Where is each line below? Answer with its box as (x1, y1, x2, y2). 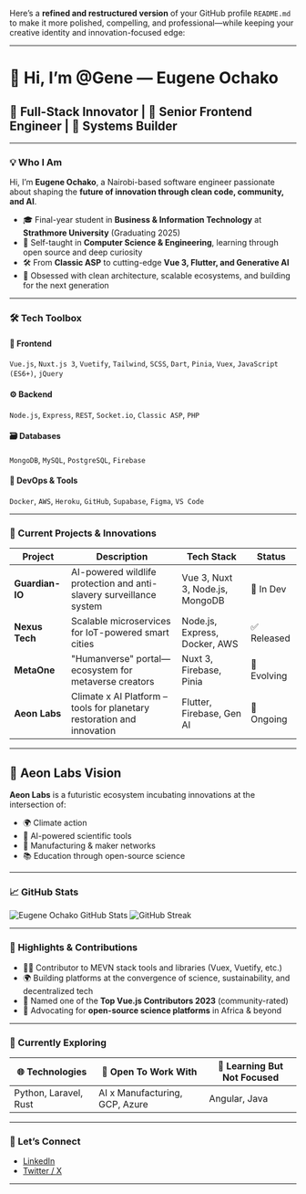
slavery (71, 589, 103, 602)
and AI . (9, 196, 37, 207)
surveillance (104, 589, 157, 602)
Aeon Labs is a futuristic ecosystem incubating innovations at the (9, 790, 256, 801)
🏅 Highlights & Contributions (9, 941, 138, 954)
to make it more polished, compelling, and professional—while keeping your (9, 17, 294, 28)
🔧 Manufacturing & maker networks (22, 840, 157, 852)
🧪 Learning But (218, 1060, 284, 1073)
